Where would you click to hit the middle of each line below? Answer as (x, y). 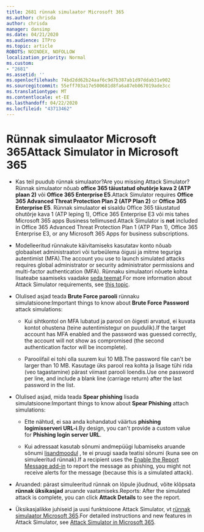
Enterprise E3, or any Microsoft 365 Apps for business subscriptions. (102, 234)
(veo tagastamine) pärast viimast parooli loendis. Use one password (109, 372)
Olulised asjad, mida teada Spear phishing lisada (77, 397)
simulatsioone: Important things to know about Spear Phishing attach (102, 404)
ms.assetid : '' (26, 75)
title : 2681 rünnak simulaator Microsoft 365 (65, 12)
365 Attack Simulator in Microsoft (93, 152)
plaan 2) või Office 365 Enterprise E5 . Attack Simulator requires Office (104, 195)
